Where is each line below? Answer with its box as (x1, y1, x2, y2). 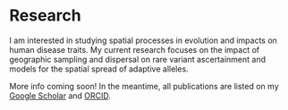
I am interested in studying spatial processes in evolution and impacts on (9, 35, 277, 46)
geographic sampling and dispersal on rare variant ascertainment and (9, 54, 267, 64)
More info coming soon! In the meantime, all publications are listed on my (9, 80, 279, 91)
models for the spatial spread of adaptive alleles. (9, 63, 190, 74)
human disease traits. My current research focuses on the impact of (9, 44, 260, 55)
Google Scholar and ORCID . (9, 90, 112, 101)
